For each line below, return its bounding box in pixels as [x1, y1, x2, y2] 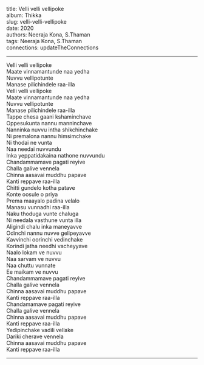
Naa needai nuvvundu [6, 145, 62, 153]
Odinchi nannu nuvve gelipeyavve [6, 229, 91, 237]
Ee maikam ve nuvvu [6, 268, 59, 276]
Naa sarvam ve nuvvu [6, 255, 61, 262]
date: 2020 [6, 24, 34, 32]
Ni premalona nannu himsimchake [6, 133, 92, 139]
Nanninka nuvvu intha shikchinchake [6, 126, 98, 133]
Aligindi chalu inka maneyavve [6, 223, 82, 230]
